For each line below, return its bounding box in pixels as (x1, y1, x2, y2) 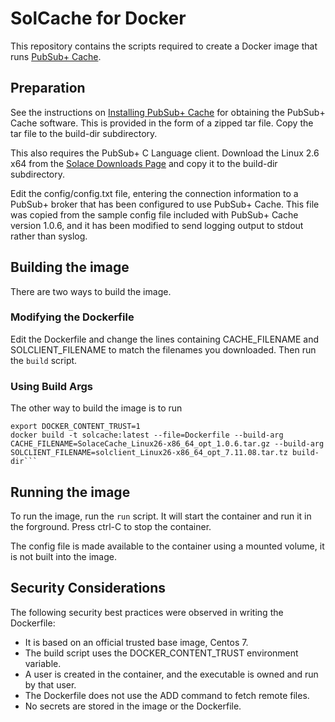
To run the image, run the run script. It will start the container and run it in (10, 510, 312, 522)
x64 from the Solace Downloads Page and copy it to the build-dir (10, 157, 278, 169)
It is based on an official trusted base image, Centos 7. (24, 636, 249, 648)
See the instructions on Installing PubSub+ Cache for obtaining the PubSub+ (10, 106, 326, 118)
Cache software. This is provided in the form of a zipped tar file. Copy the (10, 117, 314, 129)
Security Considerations (10, 580, 167, 597)
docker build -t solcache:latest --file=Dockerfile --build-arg (10, 430, 284, 441)
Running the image (10, 483, 131, 501)
